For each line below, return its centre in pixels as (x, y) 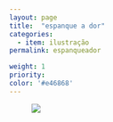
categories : (31, 34)
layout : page (33, 17)
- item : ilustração (53, 42)
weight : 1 (28, 67)
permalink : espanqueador (55, 51)
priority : (28, 75)
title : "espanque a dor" (57, 26)
